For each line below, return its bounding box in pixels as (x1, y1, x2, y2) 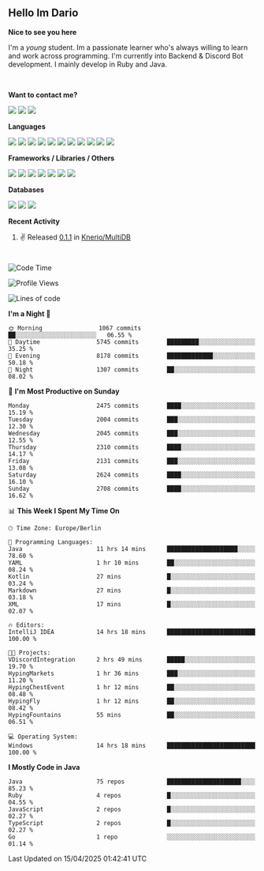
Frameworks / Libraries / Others (8, 153, 115, 163)
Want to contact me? (8, 90, 78, 100)
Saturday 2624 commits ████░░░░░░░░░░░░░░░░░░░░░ (8, 471, 256, 479)
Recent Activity (8, 217, 61, 226)
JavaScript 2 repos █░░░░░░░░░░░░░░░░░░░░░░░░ (8, 805, 256, 813)
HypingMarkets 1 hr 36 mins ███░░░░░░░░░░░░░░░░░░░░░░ (8, 669, 256, 677)
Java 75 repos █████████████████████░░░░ (8, 778, 256, 786)
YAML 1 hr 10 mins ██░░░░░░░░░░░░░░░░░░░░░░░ (8, 559, 256, 567)
